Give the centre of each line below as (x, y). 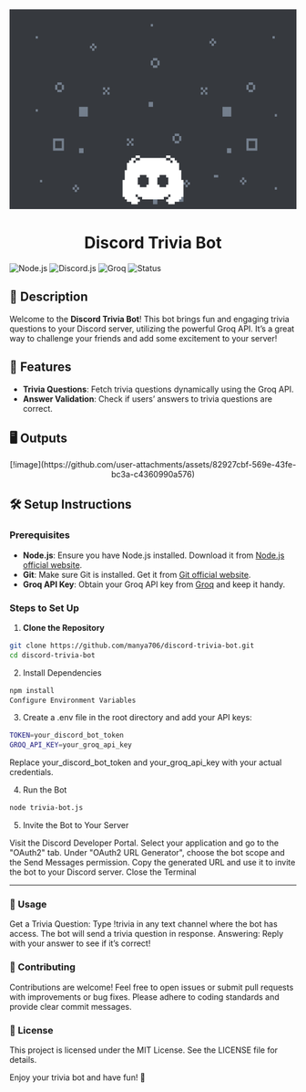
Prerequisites (40, 535)
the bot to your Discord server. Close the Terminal (103, 872)
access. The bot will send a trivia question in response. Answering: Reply (147, 934)
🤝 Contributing (42, 967)
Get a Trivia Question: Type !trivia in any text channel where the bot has (143, 924)
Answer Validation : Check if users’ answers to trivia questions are (148, 399)
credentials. (31, 772)
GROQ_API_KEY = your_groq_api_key (71, 745)
